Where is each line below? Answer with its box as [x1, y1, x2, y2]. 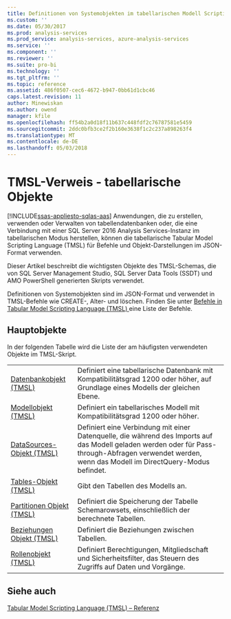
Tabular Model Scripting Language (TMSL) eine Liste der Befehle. [7, 304, 192, 312]
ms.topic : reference [7, 81, 67, 88]
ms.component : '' [7, 49, 57, 56]
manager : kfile [7, 112, 51, 119]
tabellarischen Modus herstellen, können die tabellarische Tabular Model [7, 234, 213, 242]
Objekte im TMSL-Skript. [7, 349, 77, 358]
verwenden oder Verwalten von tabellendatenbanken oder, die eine [7, 219, 198, 227]
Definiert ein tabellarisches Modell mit [77, 403, 200, 412]
